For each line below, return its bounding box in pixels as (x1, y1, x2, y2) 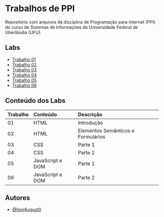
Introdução (78, 119, 103, 126)
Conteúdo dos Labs (5, 97, 66, 105)
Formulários (78, 133, 106, 140)
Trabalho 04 (12, 72, 37, 78)
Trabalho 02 (12, 61, 37, 67)
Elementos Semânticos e (78, 127, 135, 134)
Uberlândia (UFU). (5, 29, 42, 35)
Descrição (78, 111, 102, 118)
